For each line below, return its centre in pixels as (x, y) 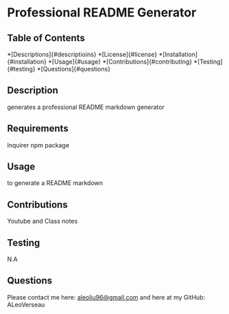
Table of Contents (46, 38)
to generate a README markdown (55, 183)
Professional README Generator (102, 13)
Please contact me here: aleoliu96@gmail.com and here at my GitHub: (106, 297)
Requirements (38, 129)
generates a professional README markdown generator (86, 107)
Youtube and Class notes (43, 221)
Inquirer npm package (38, 145)
